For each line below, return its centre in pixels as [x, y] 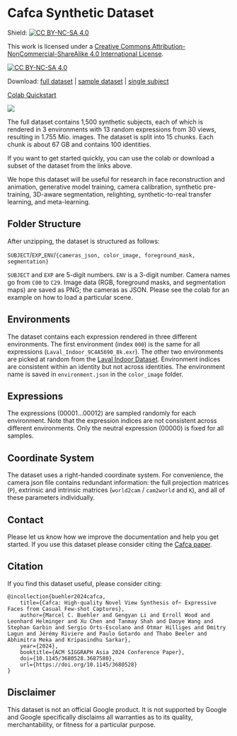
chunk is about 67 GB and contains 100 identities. [79, 144]
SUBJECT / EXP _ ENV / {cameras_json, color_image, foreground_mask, [102, 255]
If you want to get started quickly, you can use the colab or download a [111, 158]
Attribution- [169, 46]
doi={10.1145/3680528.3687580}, [68, 658]
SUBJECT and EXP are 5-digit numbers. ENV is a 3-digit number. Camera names [119, 274]
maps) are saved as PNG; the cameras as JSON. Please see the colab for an [118, 290]
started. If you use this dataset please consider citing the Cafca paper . [110, 544]
